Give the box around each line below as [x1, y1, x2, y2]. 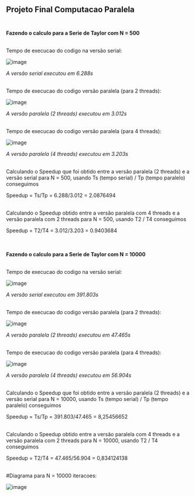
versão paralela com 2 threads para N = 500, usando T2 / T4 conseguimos [6, 215, 186, 222]
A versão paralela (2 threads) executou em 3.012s [6, 110, 127, 117]
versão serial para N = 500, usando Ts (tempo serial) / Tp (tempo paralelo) [6, 174, 186, 181]
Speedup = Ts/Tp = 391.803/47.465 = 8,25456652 [6, 413, 128, 420]
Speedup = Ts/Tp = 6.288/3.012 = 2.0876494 [6, 192, 116, 199]
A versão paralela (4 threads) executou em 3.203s [6, 150, 129, 157]
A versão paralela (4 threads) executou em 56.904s [6, 372, 132, 379]
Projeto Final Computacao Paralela [6, 5, 135, 15]
